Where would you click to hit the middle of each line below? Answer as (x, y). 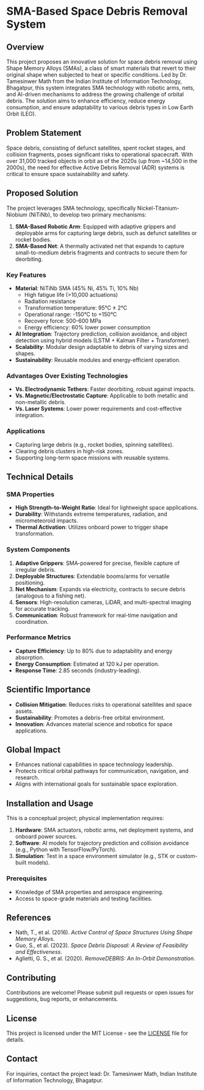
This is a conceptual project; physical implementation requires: (85, 818)
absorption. (30, 657)
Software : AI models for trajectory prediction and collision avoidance (102, 843)
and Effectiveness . (38, 952)
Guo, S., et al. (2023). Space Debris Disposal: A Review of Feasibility (101, 945)
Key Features (27, 275)
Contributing (31, 977)
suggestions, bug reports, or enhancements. (62, 999)
